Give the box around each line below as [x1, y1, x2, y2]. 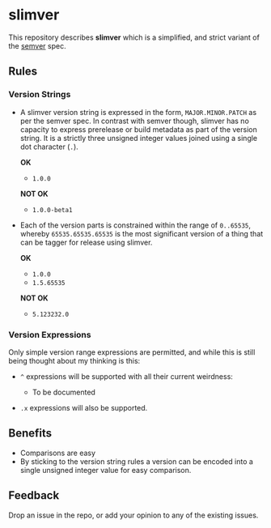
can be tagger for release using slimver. [19, 237, 153, 247]
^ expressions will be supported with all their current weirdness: [19, 371, 233, 381]
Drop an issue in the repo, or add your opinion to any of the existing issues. [8, 510, 259, 520]
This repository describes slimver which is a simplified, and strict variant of [8, 32, 260, 42]
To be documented [32, 387, 95, 397]
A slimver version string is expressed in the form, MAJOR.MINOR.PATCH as [19, 107, 257, 117]
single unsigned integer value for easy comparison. [19, 465, 192, 475]
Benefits [8, 427, 53, 441]
